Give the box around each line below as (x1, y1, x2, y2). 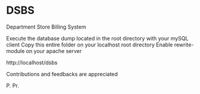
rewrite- (174, 41, 194, 48)
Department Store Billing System (6, 23, 87, 30)
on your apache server (26, 47, 82, 54)
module (6, 47, 25, 54)
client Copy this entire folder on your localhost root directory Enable (6, 41, 173, 48)
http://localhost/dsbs (6, 59, 58, 66)
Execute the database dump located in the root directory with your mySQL (6, 35, 189, 42)
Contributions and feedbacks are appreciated (6, 70, 118, 77)
